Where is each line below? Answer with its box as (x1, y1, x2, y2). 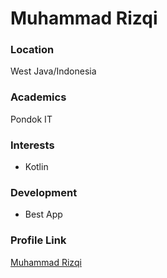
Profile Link (10, 233, 67, 247)
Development (10, 186, 78, 199)
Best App (24, 208, 63, 221)
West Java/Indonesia (10, 65, 97, 77)
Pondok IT (10, 113, 53, 125)
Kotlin (24, 161, 49, 173)
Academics (10, 90, 67, 104)
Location (10, 43, 55, 57)
